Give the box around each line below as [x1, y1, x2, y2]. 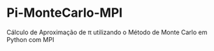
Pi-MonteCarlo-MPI [6, 5, 123, 21]
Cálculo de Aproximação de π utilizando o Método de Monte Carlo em [6, 28, 208, 36]
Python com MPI [6, 35, 55, 43]
